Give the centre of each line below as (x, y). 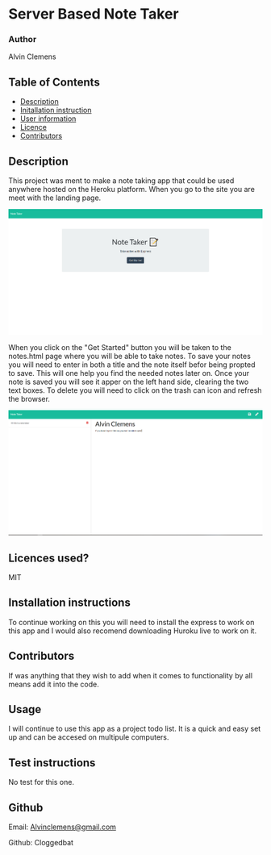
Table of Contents (54, 82)
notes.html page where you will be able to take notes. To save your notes (130, 356)
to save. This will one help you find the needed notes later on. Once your (129, 373)
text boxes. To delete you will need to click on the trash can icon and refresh (135, 390)
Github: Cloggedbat (41, 843)
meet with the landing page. (55, 198)
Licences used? (49, 558)
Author (23, 40)
